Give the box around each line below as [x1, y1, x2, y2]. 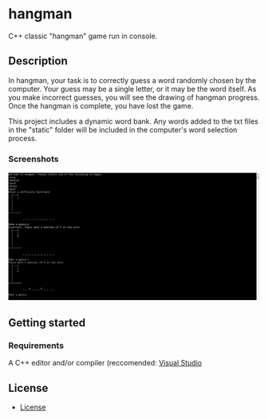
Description [8, 54, 68, 68]
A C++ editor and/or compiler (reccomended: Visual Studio [8, 358, 202, 368]
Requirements [8, 340, 65, 351]
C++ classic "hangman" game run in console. [8, 31, 158, 41]
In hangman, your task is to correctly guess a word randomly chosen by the [8, 75, 257, 85]
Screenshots [8, 153, 59, 164]
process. [8, 133, 37, 143]
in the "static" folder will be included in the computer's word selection [8, 125, 238, 134]
